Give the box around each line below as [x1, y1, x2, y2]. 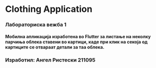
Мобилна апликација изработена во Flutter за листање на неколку [5, 33, 151, 39]
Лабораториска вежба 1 [5, 21, 67, 28]
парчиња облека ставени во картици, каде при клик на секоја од [5, 39, 148, 45]
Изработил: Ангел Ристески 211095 [5, 56, 96, 63]
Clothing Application [5, 3, 93, 15]
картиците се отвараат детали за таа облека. [5, 44, 105, 50]
